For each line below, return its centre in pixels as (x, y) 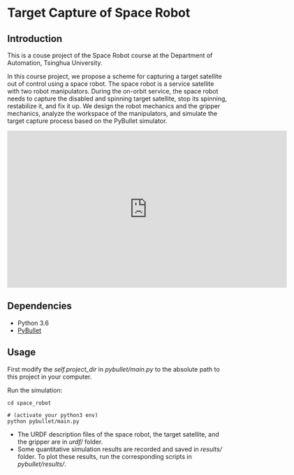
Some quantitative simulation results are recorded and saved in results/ (119, 449)
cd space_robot (29, 403)
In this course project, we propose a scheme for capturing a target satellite (115, 76)
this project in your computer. (50, 377)
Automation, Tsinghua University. (55, 63)
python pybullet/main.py (43, 421)
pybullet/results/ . (42, 464)
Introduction (35, 39)
